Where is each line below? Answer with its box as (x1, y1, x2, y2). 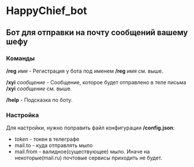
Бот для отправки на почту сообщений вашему (6, 28, 188, 38)
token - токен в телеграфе (14, 136, 80, 143)
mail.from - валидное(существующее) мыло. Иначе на (14, 148, 150, 155)
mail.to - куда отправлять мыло (14, 142, 93, 149)
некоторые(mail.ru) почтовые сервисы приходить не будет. (14, 154, 162, 162)
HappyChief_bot (6, 4, 88, 18)
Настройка (6, 111, 39, 119)
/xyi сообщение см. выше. (6, 85, 72, 92)
